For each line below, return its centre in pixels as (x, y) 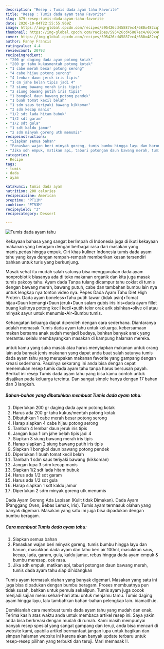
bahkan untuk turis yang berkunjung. (43, 262)
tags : (11, 164)
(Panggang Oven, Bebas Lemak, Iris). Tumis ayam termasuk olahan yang (78, 505)
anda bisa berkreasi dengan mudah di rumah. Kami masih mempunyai (75, 621)
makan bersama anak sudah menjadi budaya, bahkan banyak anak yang (78, 333)
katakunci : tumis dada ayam (34, 187)
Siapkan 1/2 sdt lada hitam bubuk (46, 470)
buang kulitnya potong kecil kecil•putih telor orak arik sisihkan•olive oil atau (82, 308)
